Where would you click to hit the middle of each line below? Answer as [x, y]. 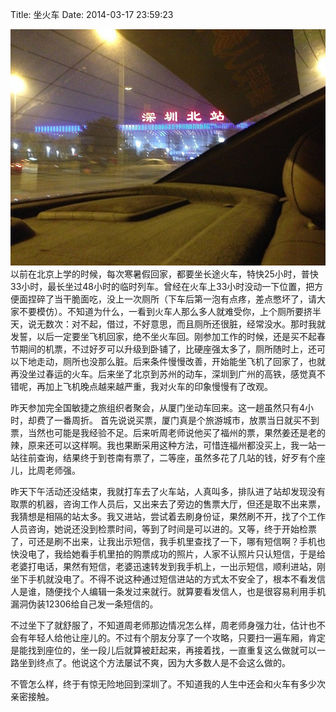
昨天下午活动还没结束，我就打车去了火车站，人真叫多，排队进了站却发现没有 [168, 492]
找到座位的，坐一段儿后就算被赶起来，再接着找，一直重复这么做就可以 [172, 650]
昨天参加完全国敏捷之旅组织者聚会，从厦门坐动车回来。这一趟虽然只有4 [158, 408]
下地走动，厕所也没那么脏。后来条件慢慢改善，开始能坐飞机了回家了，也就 [172, 362]
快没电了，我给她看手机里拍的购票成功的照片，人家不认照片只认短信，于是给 [168, 554]
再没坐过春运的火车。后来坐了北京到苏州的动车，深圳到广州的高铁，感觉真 [163, 374]
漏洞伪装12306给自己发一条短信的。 [84, 604]
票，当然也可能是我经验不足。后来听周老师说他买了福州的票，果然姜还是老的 [168, 433]
